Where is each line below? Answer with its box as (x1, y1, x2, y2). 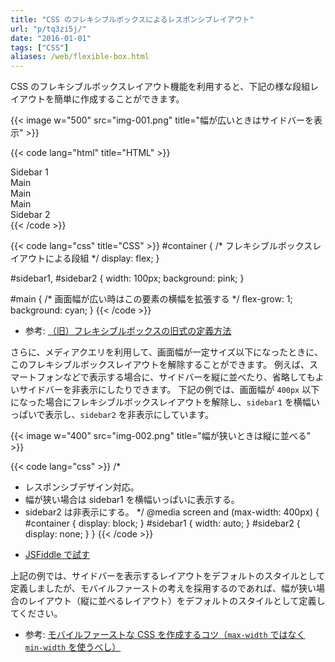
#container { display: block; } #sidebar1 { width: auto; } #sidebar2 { (24, 517, 301, 530)
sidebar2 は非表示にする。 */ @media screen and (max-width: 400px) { (24, 506, 320, 518)
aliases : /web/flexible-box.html (10, 52, 150, 62)
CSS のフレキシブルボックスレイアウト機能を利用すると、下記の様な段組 (10, 81, 311, 93)
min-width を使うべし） (24, 641, 122, 653)
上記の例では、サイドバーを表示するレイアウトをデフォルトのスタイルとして (10, 570, 326, 582)
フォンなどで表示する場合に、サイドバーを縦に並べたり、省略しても (36, 371, 316, 383)
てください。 (10, 607, 63, 620)
